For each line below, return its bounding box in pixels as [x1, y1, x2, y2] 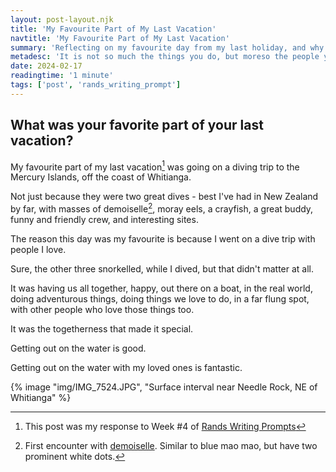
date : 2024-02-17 [10, 61, 83, 71]
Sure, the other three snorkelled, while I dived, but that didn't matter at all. [10, 262, 315, 275]
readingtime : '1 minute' [10, 71, 114, 81]
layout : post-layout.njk [10, 14, 114, 25]
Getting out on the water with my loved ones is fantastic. [10, 361, 243, 373]
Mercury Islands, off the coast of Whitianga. [10, 171, 192, 183]
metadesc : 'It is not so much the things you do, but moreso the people [10, 52, 320, 62]
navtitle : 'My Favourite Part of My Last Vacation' [10, 33, 230, 43]
